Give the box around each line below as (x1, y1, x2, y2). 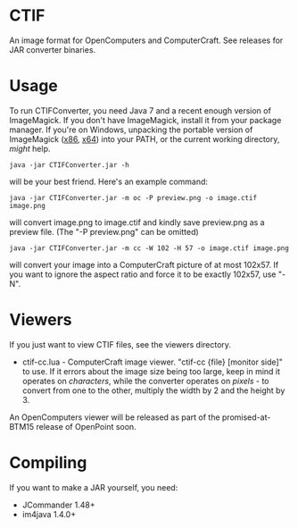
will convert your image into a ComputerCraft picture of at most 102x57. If (9, 259, 279, 270)
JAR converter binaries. (9, 44, 96, 54)
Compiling (9, 453, 87, 473)
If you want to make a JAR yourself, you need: (9, 482, 178, 492)
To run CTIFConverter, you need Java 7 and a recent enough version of (9, 105, 272, 116)
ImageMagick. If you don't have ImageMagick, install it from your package (9, 114, 282, 125)
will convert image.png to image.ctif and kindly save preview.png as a (9, 216, 265, 228)
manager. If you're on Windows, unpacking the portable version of (9, 124, 253, 135)
